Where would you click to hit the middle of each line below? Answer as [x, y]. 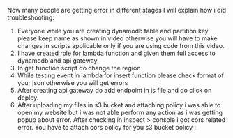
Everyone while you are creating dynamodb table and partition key [113, 31]
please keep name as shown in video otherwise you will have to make [117, 38]
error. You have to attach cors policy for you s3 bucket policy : [107, 127]
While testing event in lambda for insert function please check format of [121, 75]
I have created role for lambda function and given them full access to [116, 53]
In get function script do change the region [79, 68]
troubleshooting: [31, 17]
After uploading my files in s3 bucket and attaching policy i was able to [119, 105]
